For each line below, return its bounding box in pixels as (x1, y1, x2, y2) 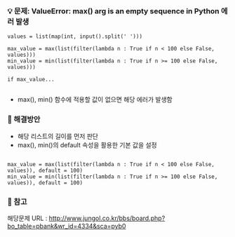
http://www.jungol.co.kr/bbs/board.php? (48, 214, 166, 222)
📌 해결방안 (7, 114, 41, 124)
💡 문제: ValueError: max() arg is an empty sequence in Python (7, 6, 220, 15)
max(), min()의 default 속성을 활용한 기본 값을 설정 (17, 140, 157, 149)
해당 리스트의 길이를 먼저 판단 (17, 132, 98, 140)
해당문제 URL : (7, 214, 48, 222)
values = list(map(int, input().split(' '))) (7, 33, 142, 40)
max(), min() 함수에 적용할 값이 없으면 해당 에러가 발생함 (17, 95, 173, 104)
